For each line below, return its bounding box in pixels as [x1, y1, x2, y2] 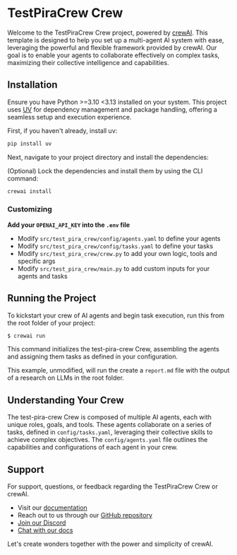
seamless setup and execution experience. [7, 112, 132, 121]
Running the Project [7, 292, 97, 305]
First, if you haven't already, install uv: [7, 126, 118, 135]
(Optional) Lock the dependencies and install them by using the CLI [7, 166, 203, 175]
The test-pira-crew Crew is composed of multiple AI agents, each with [7, 413, 212, 421]
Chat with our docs [17, 526, 73, 534]
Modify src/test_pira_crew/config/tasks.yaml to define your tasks [17, 242, 214, 250]
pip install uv [7, 140, 52, 147]
